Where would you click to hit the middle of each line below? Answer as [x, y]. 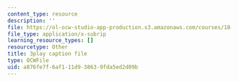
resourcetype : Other [38, 47]
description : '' [31, 21]
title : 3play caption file [47, 54]
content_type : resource [43, 14]
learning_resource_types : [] [51, 41]
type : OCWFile [28, 61]
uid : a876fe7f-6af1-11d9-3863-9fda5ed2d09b [73, 67]
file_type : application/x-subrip [57, 34]
